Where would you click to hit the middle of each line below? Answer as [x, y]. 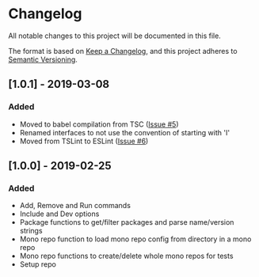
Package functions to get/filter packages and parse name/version [127, 222]
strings [31, 231]
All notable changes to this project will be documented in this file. [115, 36]
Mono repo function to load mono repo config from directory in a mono [135, 239]
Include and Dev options [59, 214]
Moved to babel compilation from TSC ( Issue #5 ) [99, 124]
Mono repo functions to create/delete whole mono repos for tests [126, 256]
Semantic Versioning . [43, 59]
